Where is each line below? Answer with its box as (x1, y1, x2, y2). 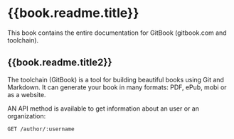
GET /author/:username (7, 126, 75, 133)
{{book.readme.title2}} (7, 57, 112, 69)
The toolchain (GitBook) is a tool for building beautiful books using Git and (7, 75, 224, 84)
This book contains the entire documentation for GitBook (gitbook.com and (7, 28, 227, 37)
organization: (7, 111, 46, 120)
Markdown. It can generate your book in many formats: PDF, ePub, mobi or (7, 83, 227, 91)
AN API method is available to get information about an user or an (7, 104, 199, 113)
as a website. (7, 90, 46, 99)
